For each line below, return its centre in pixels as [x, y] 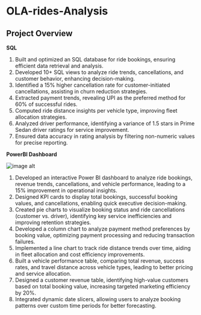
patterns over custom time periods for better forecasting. [85, 306]
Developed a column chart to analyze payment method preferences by [103, 229]
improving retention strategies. [53, 222]
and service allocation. [43, 273]
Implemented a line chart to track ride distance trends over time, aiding [103, 248]
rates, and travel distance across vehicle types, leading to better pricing [104, 267]
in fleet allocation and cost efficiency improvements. [80, 254]
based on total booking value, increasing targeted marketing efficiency [103, 286]
